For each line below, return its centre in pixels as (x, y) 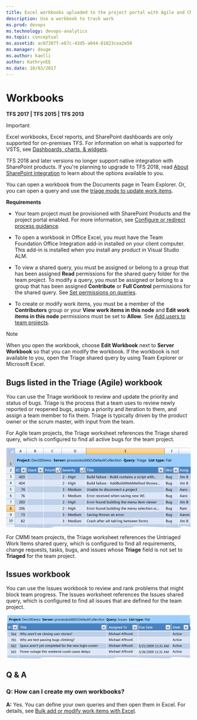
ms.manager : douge (28, 50)
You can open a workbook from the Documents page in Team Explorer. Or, (96, 184)
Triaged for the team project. (41, 556)
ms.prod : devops (26, 25)
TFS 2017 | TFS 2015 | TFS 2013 (45, 114)
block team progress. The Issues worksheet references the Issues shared (95, 595)
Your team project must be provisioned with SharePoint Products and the (103, 214)
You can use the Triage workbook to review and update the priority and (92, 397)
